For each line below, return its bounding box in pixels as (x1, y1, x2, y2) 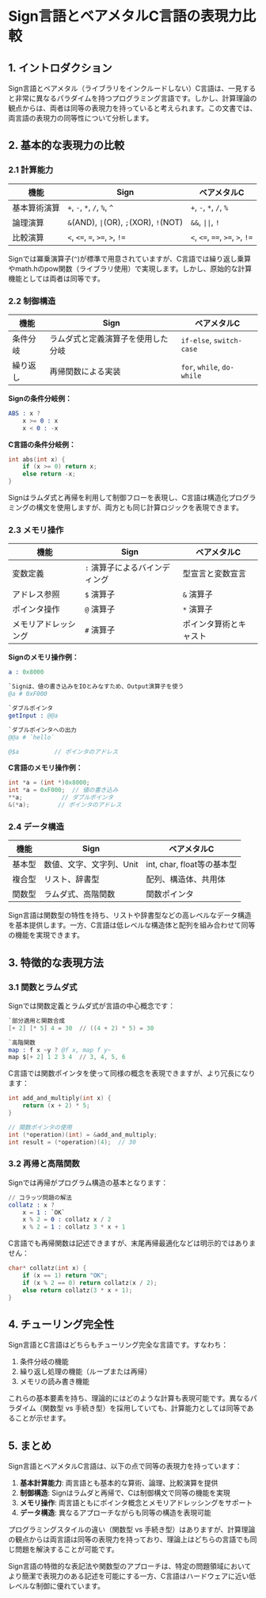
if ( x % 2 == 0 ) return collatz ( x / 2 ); (22, 1279, 158, 1286)
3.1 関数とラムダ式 (8, 981, 78, 992)
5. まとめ (8, 1439, 51, 1452)
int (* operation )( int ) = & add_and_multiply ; (8, 1130, 158, 1138)
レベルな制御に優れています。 (8, 1581, 105, 1591)
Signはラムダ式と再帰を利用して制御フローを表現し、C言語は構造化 (8, 493, 229, 503)
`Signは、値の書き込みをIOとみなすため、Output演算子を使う (8, 682, 184, 690)
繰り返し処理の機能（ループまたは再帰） (19, 1367, 152, 1376)
